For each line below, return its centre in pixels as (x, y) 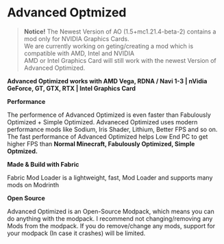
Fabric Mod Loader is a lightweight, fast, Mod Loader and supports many (110, 177)
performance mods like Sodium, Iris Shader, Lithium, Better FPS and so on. (112, 129)
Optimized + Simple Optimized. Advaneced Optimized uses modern (102, 122)
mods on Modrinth (33, 185)
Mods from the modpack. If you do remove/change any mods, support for (111, 226)
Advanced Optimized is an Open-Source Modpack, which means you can (111, 211)
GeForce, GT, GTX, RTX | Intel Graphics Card (71, 88)
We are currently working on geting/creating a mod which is (109, 46)
